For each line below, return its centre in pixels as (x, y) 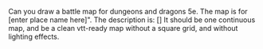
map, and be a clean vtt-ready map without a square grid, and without (123, 28)
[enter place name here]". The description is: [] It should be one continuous (132, 20)
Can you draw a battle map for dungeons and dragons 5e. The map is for (128, 11)
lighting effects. (34, 36)
